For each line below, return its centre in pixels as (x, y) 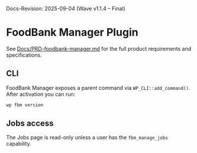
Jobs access (30, 123)
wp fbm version (25, 105)
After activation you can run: (41, 94)
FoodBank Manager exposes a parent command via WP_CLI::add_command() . (98, 87)
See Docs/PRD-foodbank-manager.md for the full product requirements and (99, 48)
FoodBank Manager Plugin (72, 32)
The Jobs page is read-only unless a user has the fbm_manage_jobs (87, 138)
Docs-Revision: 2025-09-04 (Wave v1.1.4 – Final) (66, 9)
